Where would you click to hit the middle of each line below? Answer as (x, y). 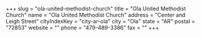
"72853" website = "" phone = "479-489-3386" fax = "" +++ (82, 27)
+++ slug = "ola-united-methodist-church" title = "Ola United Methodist (96, 9)
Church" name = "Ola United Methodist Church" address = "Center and (96, 15)
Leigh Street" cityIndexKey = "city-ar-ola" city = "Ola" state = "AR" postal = (100, 21)
